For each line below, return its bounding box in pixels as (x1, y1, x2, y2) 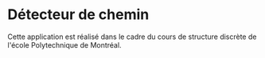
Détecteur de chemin (7, 6, 150, 24)
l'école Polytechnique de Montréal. (7, 40, 122, 49)
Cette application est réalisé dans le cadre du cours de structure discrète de (7, 32, 257, 41)
